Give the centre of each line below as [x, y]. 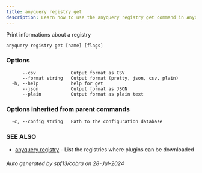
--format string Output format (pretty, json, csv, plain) [100, 78]
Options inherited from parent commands [68, 109]
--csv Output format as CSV [73, 73]
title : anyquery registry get [44, 12]
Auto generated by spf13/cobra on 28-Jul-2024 [65, 163]
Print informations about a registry [49, 34]
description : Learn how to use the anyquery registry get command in [95, 17]
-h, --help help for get [57, 83]
